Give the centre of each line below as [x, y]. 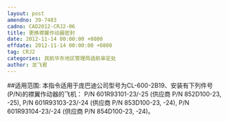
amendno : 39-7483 [32, 20]
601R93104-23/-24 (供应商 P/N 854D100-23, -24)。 [81, 111]
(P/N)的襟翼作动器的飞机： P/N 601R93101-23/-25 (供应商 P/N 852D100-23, [114, 94]
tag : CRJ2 [21, 52]
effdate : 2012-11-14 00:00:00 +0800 [60, 45]
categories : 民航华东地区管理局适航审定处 [62, 59]
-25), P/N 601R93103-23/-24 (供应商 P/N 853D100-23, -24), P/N [98, 102]
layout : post [26, 13]
